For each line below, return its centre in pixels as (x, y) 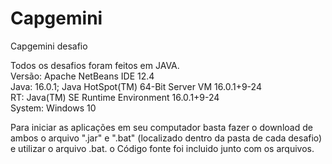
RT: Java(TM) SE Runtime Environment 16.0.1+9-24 (115, 97)
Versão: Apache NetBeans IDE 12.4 (82, 76)
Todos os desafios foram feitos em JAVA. (95, 65)
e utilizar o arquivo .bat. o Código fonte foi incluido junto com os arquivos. (162, 148)
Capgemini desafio (49, 46)
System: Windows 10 (53, 108)
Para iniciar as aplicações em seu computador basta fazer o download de (161, 127)
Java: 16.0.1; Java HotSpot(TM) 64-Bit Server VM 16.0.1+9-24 (136, 86)
